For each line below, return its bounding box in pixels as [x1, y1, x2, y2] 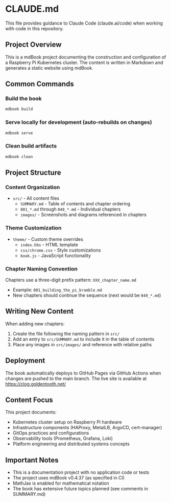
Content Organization [5, 183, 60, 191]
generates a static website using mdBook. [5, 65, 93, 71]
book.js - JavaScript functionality [20, 252, 91, 259]
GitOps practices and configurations [12, 430, 89, 436]
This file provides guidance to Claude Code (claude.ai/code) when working [5, 20, 163, 26]
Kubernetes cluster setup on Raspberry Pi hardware [12, 419, 122, 425]
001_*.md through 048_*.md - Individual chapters [20, 206, 121, 213]
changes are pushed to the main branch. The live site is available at [5, 375, 147, 382]
